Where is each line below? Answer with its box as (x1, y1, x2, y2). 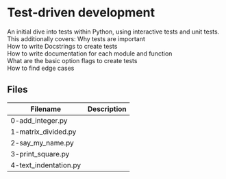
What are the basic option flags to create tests (7, 56, 138, 64)
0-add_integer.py (10, 115, 68, 125)
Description (88, 104, 127, 114)
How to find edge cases (7, 64, 75, 72)
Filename (30, 104, 62, 114)
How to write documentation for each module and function (7, 49, 173, 58)
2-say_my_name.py (10, 138, 74, 147)
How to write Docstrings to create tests (7, 42, 118, 50)
